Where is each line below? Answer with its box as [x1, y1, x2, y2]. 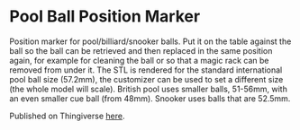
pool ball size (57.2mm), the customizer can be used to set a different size [9, 74, 284, 84]
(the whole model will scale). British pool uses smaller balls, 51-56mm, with [9, 83, 288, 94]
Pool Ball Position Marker [9, 6, 201, 27]
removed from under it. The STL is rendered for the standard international [9, 65, 283, 75]
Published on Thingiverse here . [9, 110, 125, 121]
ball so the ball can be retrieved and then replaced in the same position [9, 45, 273, 56]
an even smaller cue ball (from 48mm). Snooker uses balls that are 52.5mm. [9, 92, 291, 104]
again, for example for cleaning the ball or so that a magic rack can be [9, 55, 269, 65]
